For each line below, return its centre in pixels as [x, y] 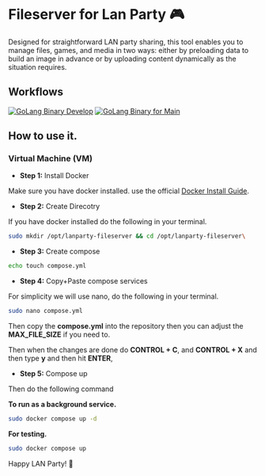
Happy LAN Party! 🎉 [41, 463]
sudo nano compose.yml [45, 311]
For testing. [28, 434]
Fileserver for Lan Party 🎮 [97, 15]
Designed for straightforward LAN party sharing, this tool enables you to [126, 42]
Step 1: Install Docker [54, 176]
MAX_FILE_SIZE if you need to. [59, 335]
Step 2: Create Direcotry [60, 207]
